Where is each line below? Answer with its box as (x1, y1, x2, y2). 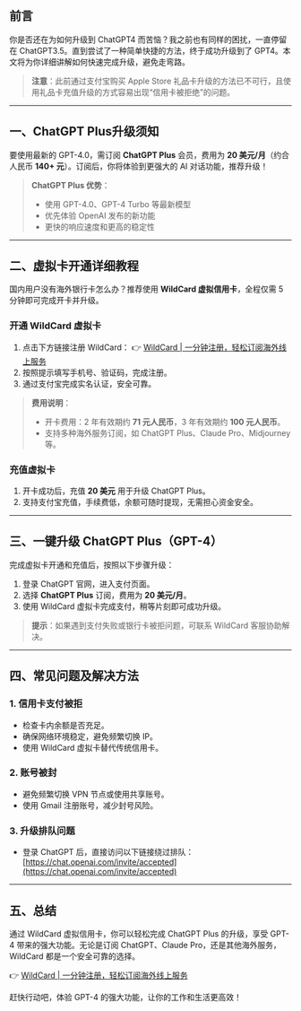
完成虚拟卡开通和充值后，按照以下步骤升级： (9, 559, 175, 570)
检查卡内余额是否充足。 (21, 719, 109, 730)
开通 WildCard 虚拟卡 (9, 319, 101, 332)
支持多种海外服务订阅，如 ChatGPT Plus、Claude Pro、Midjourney (44, 427, 291, 438)
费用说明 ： (30, 397, 72, 408)
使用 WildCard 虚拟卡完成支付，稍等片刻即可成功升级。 (21, 600, 227, 612)
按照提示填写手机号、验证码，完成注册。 (21, 367, 172, 378)
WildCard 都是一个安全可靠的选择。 (9, 950, 141, 962)
